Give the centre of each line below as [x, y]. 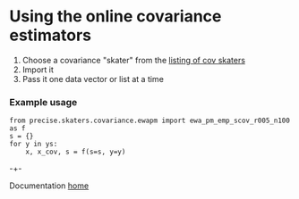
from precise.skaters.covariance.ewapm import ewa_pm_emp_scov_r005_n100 [150, 121]
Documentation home [49, 186]
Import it [38, 70]
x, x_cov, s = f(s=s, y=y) [76, 152]
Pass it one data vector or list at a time [93, 79]
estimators [51, 35]
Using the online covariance [115, 17]
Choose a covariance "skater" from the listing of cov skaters [134, 60]
